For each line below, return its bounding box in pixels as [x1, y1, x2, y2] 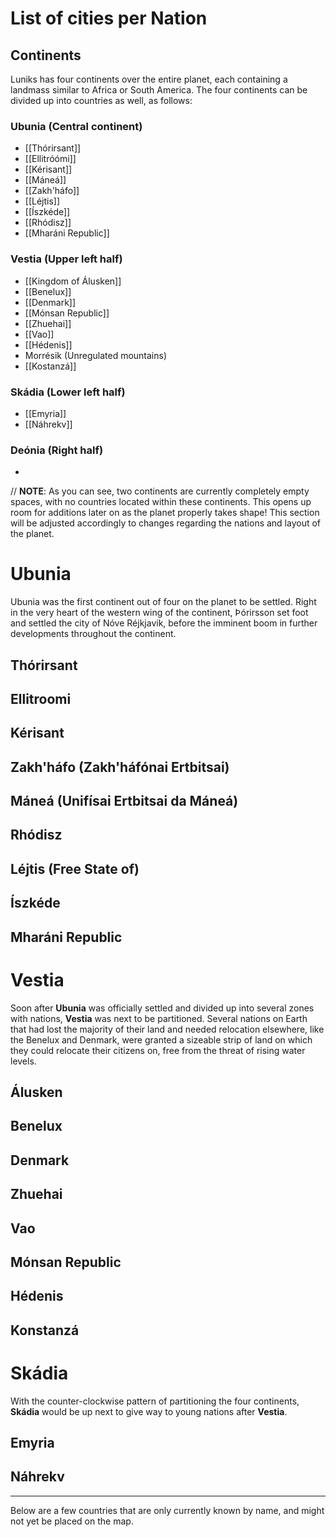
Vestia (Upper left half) [10, 252, 123, 266]
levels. [10, 1055, 37, 1067]
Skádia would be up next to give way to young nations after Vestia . [10, 1405, 288, 1417]
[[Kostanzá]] [24, 360, 77, 372]
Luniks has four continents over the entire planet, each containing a [10, 73, 288, 85]
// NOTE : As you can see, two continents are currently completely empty [10, 485, 310, 497]
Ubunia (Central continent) [10, 119, 143, 133]
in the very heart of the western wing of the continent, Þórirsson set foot [10, 607, 309, 619]
